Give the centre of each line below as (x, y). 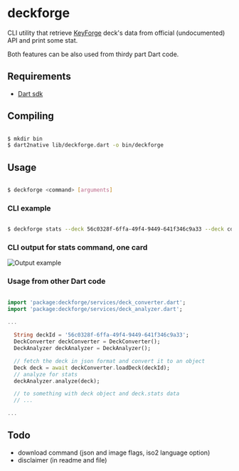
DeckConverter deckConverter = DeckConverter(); (87, 342)
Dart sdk (30, 93)
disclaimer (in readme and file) (62, 460)
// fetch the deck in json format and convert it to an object (109, 361)
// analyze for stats (46, 374)
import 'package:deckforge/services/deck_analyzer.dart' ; (95, 309)
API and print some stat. (43, 40)
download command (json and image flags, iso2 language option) (114, 453)
